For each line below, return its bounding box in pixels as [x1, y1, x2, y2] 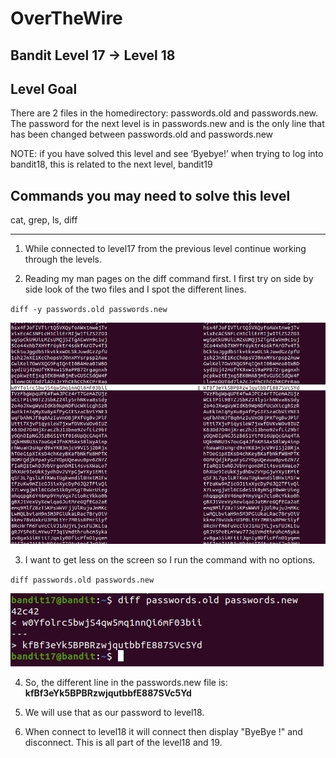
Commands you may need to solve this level [10, 187, 291, 204]
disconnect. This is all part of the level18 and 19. [24, 737, 223, 749]
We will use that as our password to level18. [24, 707, 205, 719]
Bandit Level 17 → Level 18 [10, 47, 176, 64]
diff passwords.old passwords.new [10, 575, 155, 586]
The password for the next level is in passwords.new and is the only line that [10, 118, 325, 130]
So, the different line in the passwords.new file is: [24, 677, 228, 689]
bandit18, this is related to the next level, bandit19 [10, 158, 213, 171]
